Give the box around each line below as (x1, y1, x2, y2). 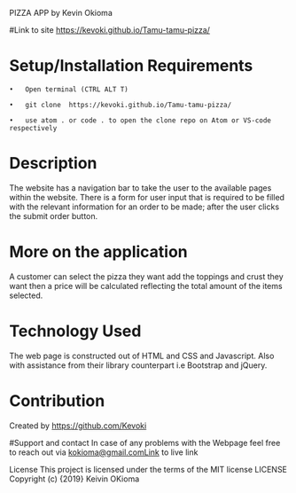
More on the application (9, 242, 188, 262)
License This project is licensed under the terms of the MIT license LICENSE (9, 464, 288, 474)
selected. (9, 290, 43, 301)
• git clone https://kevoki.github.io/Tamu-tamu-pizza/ (9, 100, 232, 109)
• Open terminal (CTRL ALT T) (9, 84, 129, 94)
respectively (9, 123, 58, 132)
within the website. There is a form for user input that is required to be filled (9, 192, 285, 202)
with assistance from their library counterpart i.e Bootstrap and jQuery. (9, 359, 268, 371)
